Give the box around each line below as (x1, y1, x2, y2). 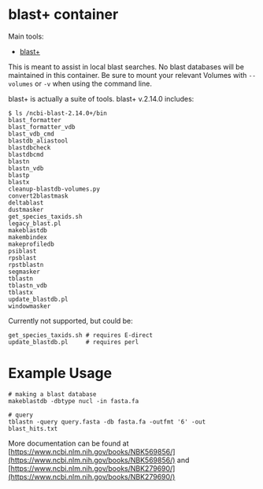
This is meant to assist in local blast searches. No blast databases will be (8, 61, 244, 72)
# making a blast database (8, 390, 97, 398)
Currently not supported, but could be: (8, 316, 134, 325)
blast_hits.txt (8, 424, 58, 432)
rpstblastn (8, 261, 44, 269)
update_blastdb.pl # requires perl (8, 338, 139, 346)
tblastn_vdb (8, 281, 47, 289)
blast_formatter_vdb (8, 123, 76, 131)
